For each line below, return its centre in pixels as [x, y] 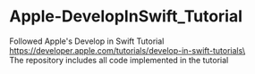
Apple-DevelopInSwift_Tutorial [126, 16]
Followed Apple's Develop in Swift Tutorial [87, 41]
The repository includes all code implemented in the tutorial [119, 60]
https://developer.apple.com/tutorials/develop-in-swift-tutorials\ [127, 50]
